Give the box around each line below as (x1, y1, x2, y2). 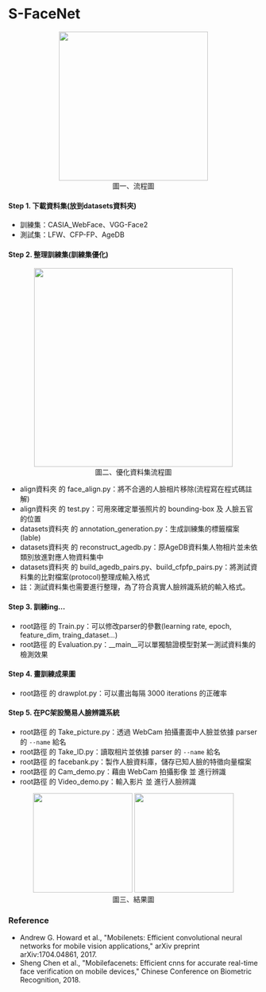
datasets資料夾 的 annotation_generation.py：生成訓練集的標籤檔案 (19, 524, 240, 533)
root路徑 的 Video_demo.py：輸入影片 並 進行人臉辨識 (19, 777, 197, 786)
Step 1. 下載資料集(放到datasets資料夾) (8, 200, 137, 211)
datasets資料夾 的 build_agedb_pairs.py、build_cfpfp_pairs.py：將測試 (19, 562, 251, 572)
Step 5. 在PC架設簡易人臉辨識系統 (8, 708, 121, 718)
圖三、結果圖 (112, 894, 155, 904)
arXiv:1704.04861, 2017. (19, 950, 98, 959)
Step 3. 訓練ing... (8, 602, 66, 611)
